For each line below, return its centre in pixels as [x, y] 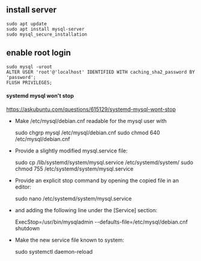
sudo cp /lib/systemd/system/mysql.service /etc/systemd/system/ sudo [104, 162]
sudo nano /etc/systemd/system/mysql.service [73, 198]
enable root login [39, 53]
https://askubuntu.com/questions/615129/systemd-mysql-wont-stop [91, 109]
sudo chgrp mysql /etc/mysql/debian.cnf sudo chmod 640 [88, 133]
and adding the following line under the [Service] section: [86, 210]
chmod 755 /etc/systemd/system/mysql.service [74, 169]
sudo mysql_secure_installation [47, 34]
